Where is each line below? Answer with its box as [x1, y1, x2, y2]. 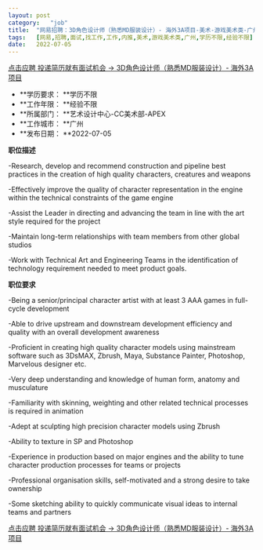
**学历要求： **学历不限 [19, 89, 98, 99]
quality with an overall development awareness [8, 327, 160, 337]
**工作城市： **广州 [19, 119, 84, 129]
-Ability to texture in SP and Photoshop [8, 437, 134, 446]
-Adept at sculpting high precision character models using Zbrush [8, 421, 221, 432]
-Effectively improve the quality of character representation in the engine [8, 185, 243, 195]
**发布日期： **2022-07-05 [19, 129, 112, 138]
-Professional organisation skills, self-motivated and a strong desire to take [8, 475, 250, 485]
